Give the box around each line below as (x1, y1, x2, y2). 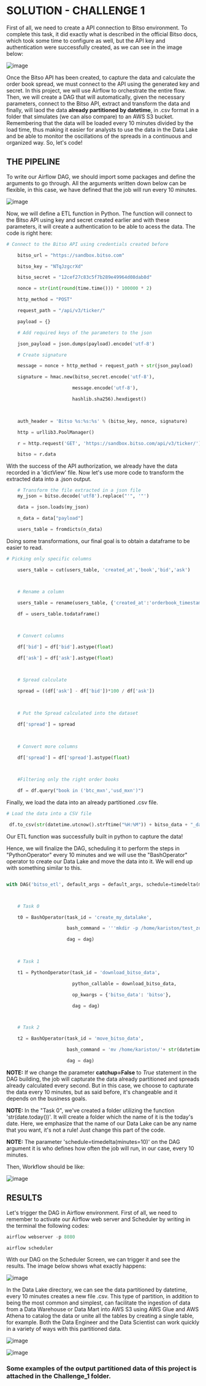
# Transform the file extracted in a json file (17, 487, 141, 493)
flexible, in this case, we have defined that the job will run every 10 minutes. (6, 186, 197, 193)
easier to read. (6, 544, 43, 551)
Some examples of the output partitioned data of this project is (6, 1365, 197, 1373)
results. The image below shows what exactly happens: (6, 1262, 147, 1270)
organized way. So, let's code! (6, 139, 83, 146)
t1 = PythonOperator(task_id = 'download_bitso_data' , (17, 969, 161, 975)
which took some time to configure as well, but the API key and (6, 37, 166, 44)
